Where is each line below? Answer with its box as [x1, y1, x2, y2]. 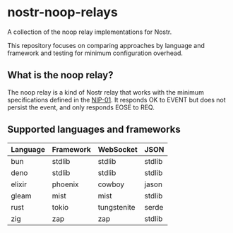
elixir [11, 179, 27, 189]
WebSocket [97, 144, 138, 154]
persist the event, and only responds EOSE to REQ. [7, 103, 155, 112]
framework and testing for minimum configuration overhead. [7, 49, 184, 57]
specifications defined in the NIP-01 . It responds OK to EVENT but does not [7, 95, 226, 104]
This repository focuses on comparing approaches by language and [7, 41, 205, 49]
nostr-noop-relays [7, 4, 118, 20]
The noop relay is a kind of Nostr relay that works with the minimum [7, 88, 205, 96]
